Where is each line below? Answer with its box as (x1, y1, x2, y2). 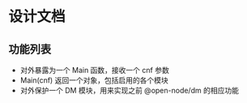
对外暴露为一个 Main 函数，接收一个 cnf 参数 (19, 66, 170, 75)
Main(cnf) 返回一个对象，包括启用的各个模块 (19, 75, 168, 85)
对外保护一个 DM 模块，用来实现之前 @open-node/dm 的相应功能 (19, 86, 239, 95)
